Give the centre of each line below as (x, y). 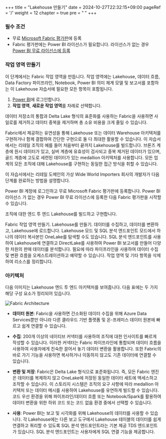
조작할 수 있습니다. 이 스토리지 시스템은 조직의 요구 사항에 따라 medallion (83, 384)
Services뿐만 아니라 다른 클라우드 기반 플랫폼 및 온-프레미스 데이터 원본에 (83, 319)
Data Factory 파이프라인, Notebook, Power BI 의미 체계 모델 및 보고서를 (76, 83)
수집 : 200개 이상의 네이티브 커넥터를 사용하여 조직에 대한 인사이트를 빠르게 (84, 336)
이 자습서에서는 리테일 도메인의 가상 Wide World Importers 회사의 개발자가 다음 (82, 174)
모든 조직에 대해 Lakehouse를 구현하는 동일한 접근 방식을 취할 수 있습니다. (86, 164)
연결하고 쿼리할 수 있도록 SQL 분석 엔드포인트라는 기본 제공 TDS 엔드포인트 (85, 425)
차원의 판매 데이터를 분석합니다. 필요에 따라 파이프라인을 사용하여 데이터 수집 (84, 249)
